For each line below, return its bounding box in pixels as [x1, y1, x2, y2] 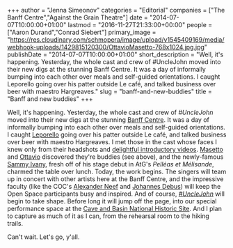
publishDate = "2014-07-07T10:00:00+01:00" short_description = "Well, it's [7, 50, 224, 59]
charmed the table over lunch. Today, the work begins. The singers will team [7, 167, 227, 176]
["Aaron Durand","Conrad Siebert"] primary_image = [7, 28, 156, 36]
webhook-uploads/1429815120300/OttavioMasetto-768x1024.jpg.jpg [7, 43, 205, 51]
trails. [7, 219, 23, 227]
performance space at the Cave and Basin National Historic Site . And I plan [7, 205, 223, 212]
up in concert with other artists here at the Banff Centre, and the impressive [7, 175, 224, 183]
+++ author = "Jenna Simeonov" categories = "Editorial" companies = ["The [7, 6, 225, 14]
